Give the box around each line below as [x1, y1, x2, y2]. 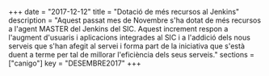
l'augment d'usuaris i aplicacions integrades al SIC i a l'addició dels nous [8, 32, 250, 42]
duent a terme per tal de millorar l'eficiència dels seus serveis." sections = [8, 50, 255, 59]
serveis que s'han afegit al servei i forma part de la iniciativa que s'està [8, 41, 245, 51]
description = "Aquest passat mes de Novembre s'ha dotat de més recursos [8, 15, 261, 25]
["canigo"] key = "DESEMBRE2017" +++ [8, 58, 141, 68]
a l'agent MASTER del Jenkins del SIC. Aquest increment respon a [8, 24, 229, 33]
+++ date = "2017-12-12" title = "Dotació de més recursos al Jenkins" [8, 7, 240, 16]
